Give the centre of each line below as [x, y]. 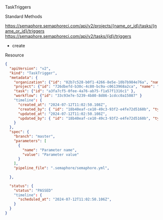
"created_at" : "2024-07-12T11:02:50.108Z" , [63, 105]
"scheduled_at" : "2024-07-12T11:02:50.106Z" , [65, 200]
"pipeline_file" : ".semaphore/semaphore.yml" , [62, 168]
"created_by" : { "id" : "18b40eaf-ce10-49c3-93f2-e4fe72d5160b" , [84, 109]
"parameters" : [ [30, 141]
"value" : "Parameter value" [51, 155]
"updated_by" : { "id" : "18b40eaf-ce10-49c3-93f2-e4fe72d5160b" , [84, 118]
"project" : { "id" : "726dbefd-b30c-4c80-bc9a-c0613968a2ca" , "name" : [84, 87]
